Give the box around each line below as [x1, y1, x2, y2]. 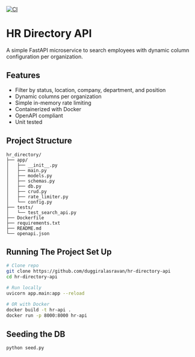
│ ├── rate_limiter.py [6, 194, 69, 200]
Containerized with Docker [14, 105, 81, 112]
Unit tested [14, 118, 43, 126]
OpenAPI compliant [14, 112, 63, 119]
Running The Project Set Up [6, 246, 112, 257]
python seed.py [6, 345, 45, 351]
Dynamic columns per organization [14, 93, 102, 100]
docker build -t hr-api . [6, 307, 71, 313]
